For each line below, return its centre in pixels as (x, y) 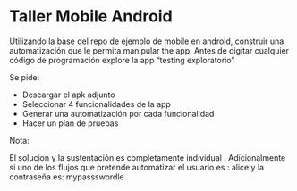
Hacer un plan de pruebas (70, 123)
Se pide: (25, 77)
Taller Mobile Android (91, 17)
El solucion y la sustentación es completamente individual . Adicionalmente (148, 157)
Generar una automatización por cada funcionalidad (118, 113)
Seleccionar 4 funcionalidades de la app (97, 104)
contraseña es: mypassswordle (67, 177)
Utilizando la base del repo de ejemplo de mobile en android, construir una (147, 41)
